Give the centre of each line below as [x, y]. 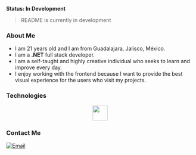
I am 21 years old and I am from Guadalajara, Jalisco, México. [90, 49]
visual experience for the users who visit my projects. [80, 80]
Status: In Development [36, 9]
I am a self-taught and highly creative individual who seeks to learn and [102, 61]
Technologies [26, 96]
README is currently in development [66, 20]
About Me [21, 35]
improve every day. [38, 67]
